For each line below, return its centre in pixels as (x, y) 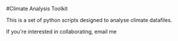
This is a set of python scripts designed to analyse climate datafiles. (89, 20)
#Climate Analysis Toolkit (37, 9)
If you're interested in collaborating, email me (61, 31)
